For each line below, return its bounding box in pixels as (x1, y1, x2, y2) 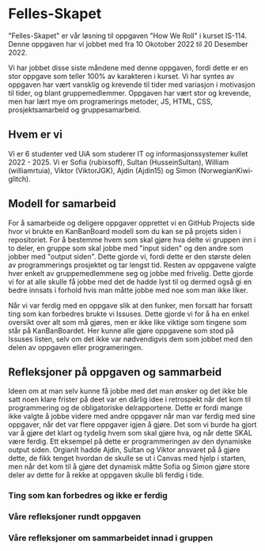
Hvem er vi (8, 128, 63, 142)
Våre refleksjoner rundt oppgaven (8, 511, 142, 523)
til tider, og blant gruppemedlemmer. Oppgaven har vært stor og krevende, (8, 88, 252, 97)
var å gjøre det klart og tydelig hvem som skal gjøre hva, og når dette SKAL (8, 428, 253, 438)
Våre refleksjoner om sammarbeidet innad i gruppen (8, 533, 214, 544)
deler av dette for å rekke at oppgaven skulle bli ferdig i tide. (8, 470, 204, 480)
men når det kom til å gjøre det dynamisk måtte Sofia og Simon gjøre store (8, 462, 251, 471)
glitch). (8, 174, 32, 183)
